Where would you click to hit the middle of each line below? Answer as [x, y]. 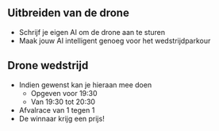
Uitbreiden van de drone [69, 13]
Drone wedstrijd [48, 65]
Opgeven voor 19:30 [64, 93]
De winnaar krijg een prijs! [61, 118]
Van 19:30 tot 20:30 [63, 102]
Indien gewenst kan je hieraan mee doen [85, 85]
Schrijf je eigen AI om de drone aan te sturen [92, 32]
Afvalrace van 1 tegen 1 [57, 110]
